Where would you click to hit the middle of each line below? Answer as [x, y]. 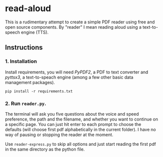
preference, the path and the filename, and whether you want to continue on [81, 119]
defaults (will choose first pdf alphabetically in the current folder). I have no [81, 129]
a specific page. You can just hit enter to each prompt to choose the [73, 124]
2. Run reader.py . [26, 104]
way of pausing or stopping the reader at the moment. [59, 135]
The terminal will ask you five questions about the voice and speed [72, 114]
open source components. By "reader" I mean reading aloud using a [73, 27]
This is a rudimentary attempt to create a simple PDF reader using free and [80, 22]
